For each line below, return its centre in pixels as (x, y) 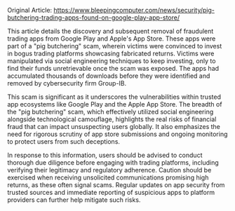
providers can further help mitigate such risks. (74, 200)
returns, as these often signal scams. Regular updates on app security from (116, 185)
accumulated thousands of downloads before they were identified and (109, 76)
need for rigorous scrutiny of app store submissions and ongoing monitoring (117, 134)
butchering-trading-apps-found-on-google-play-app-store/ (94, 18)
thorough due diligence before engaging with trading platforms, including (113, 163)
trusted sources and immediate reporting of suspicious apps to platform (111, 192)
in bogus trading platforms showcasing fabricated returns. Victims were (111, 53)
